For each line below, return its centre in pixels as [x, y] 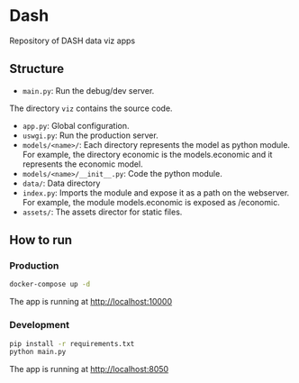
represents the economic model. [82, 164]
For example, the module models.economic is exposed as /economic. [151, 202]
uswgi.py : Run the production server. [91, 135]
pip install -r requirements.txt [72, 343]
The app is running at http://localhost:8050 [89, 369]
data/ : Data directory [61, 183]
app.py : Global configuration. [76, 125]
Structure [37, 69]
